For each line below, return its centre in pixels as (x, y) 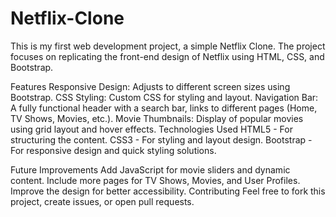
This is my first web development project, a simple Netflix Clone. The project (168, 46)
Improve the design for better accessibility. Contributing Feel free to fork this (168, 191)
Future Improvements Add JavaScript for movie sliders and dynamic (150, 169)
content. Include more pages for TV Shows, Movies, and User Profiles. (155, 180)
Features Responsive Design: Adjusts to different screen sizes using (150, 86)
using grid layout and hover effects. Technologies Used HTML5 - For (151, 129)
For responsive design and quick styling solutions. (113, 150)
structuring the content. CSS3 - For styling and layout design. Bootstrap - (161, 139)
